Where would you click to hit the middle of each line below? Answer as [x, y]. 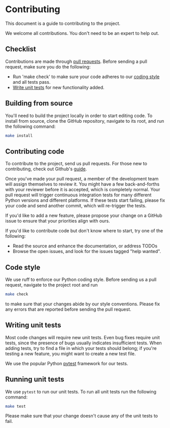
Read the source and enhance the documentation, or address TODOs [85, 246]
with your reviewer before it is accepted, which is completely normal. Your [83, 190]
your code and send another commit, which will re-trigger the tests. [76, 206]
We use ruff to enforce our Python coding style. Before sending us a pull [81, 279]
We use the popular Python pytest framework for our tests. [67, 363]
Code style [23, 267]
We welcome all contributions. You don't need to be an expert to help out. [82, 33]
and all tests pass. [31, 82]
